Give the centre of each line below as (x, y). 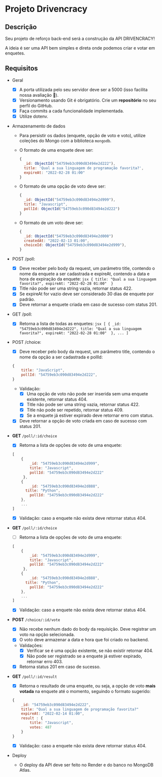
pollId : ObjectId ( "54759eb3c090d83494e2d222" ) (72, 209)
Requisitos (21, 68)
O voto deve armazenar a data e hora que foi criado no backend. (84, 640)
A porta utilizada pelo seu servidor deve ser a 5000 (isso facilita (83, 89)
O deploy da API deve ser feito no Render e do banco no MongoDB (86, 765)
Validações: (31, 645)
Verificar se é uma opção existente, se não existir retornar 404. (90, 651)
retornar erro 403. (45, 661)
